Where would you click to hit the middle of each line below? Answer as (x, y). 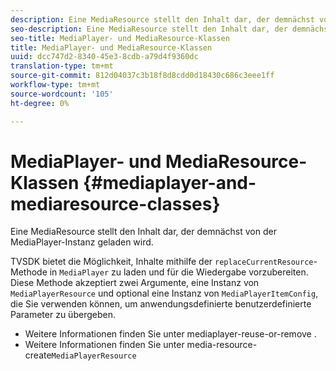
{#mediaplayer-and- (170, 182)
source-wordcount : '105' (62, 94)
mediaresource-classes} (115, 203)
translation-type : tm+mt (62, 66)
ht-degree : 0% (40, 103)
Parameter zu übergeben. (63, 315)
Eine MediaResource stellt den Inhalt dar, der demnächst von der (143, 232)
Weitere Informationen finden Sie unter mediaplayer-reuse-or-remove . (170, 334)
